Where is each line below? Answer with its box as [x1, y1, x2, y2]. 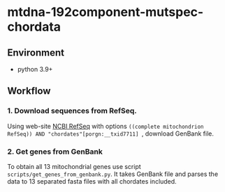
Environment [7, 47, 65, 58]
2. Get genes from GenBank [7, 147, 103, 157]
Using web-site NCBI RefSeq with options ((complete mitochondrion [7, 122, 204, 130]
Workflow [7, 85, 51, 97]
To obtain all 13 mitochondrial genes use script [7, 162, 141, 170]
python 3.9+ [17, 65, 53, 73]
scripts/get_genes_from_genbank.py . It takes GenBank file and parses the [7, 170, 219, 178]
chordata [7, 19, 61, 35]
